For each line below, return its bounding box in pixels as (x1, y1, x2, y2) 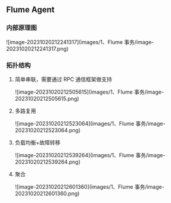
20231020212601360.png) (14, 190, 80, 197)
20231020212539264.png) (14, 158, 81, 165)
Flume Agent (6, 5, 55, 15)
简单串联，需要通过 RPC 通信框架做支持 (14, 76, 112, 83)
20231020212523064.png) (14, 126, 81, 133)
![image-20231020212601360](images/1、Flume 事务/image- (14, 183, 165, 190)
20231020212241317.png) (6, 45, 69, 52)
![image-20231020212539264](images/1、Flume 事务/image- (14, 151, 166, 158)
